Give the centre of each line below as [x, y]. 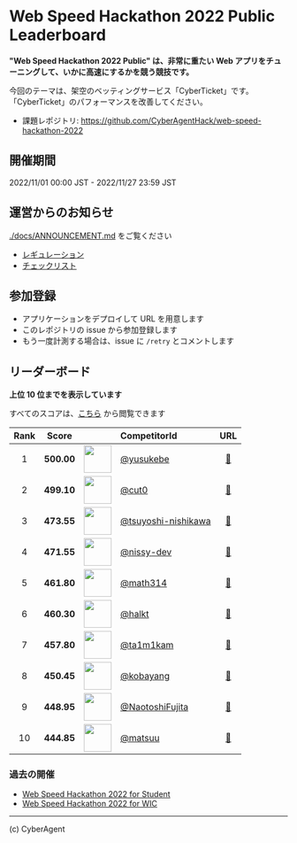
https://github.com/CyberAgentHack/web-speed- [171, 120]
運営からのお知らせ [61, 213]
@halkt [134, 615]
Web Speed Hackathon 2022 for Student [96, 794]
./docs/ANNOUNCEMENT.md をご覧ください [91, 236]
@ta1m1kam [147, 646]
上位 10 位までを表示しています [65, 395]
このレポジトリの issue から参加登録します [100, 330]
